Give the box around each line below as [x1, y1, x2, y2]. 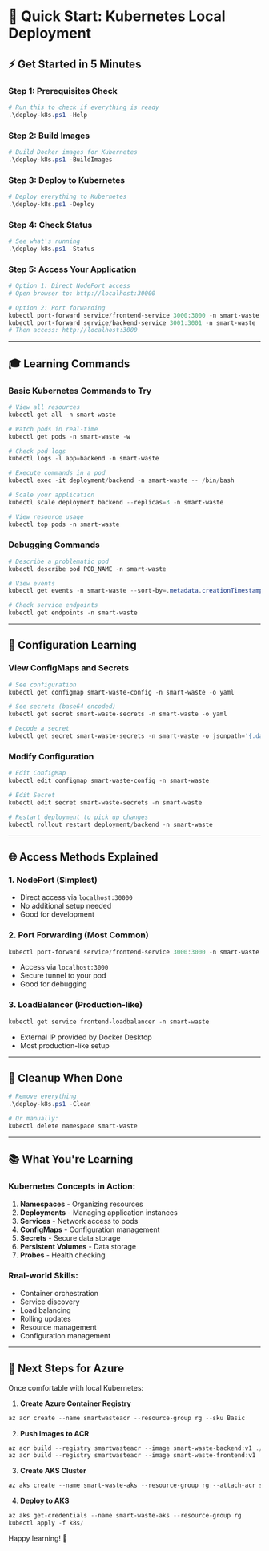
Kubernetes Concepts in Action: [8, 1180, 136, 1192]
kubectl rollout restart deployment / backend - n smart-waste [8, 820, 214, 828]
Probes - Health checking [19, 1250, 106, 1260]
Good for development [19, 909, 94, 919]
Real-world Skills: [8, 1270, 78, 1282]
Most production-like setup [19, 1040, 110, 1050]
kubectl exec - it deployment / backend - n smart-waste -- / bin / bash [8, 476, 235, 484]
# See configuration [8, 681, 78, 689]
